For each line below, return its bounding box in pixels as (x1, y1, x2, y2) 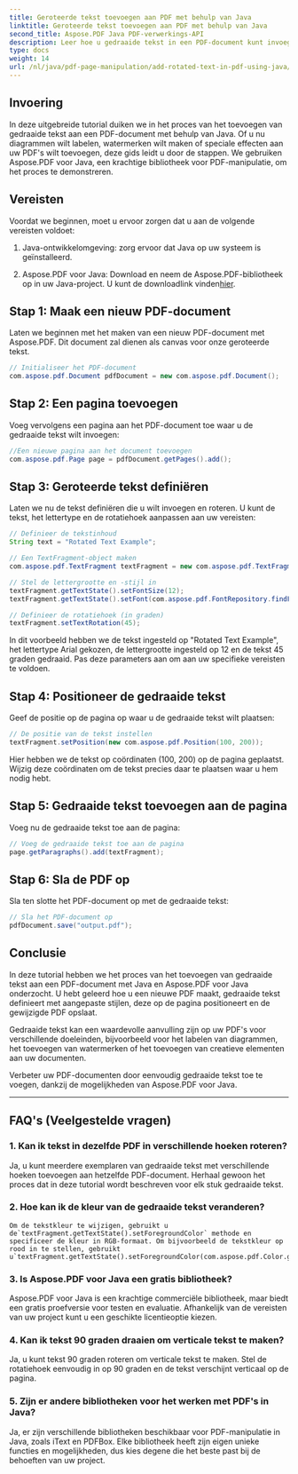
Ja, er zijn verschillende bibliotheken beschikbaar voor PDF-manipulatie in (9, 1426, 281, 1437)
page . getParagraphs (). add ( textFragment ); (9, 847, 165, 857)
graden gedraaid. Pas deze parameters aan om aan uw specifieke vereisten (9, 654, 286, 664)
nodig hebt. (9, 773, 51, 783)
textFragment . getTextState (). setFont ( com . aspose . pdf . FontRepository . (9, 594, 272, 604)
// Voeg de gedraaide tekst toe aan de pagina (9, 839, 184, 848)
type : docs (9, 46, 50, 55)
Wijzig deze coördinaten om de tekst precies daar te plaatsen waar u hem (9, 763, 278, 773)
